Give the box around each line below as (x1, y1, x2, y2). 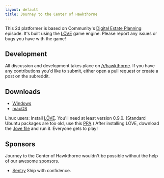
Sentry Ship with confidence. (12, 167, 71, 173)
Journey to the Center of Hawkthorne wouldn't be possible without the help (5, 153, 158, 158)
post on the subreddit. (5, 73, 50, 79)
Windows (12, 101, 31, 106)
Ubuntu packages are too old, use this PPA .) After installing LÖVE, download (5, 121, 160, 127)
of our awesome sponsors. (5, 158, 59, 164)
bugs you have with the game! (5, 35, 66, 42)
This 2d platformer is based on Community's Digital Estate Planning (5, 25, 141, 31)
